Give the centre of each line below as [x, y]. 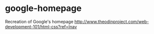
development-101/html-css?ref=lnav [41, 26]
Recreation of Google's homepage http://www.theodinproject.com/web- [77, 22]
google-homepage [43, 8]
